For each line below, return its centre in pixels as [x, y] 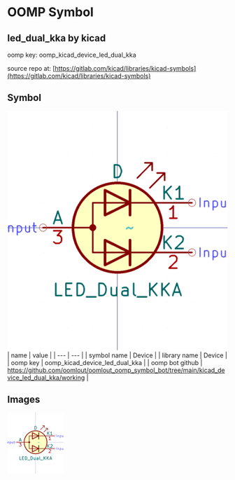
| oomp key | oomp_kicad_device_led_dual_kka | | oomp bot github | [105, 362]
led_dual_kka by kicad [57, 38]
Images [24, 400]
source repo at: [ [31, 68]
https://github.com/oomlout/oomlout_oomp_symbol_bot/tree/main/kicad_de [116, 370]
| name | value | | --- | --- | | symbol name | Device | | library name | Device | [117, 355]
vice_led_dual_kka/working [46, 377]
